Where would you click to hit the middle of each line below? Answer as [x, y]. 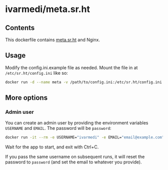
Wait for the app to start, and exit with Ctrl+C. [52, 147]
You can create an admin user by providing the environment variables [77, 123]
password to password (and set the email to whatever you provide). [73, 162]
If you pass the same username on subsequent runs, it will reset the [75, 157]
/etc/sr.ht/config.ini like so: [37, 73]
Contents [20, 28]
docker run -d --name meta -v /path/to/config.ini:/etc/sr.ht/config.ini [84, 82]
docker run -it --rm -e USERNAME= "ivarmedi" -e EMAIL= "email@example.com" [85, 137]
